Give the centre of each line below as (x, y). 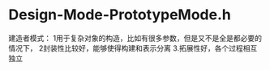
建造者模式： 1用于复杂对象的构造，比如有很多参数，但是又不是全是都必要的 (135, 38)
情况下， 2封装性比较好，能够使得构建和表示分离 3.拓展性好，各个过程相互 (133, 48)
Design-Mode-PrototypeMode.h (120, 15)
